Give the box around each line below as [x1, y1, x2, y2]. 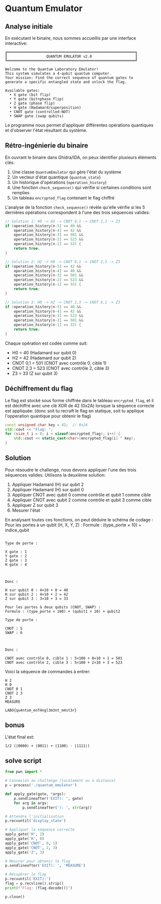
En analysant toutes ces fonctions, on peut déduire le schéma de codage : [5, 517, 153, 522]
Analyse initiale [5, 22, 53, 31]
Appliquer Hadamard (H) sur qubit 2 [12, 481, 84, 487]
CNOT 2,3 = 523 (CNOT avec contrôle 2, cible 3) [12, 365, 110, 371]
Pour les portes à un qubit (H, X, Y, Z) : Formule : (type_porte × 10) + [5, 522, 142, 528]
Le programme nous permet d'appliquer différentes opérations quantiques [5, 122, 154, 128]
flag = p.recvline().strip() [5, 881, 64, 886]
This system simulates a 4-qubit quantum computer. [5, 71, 112, 76]
